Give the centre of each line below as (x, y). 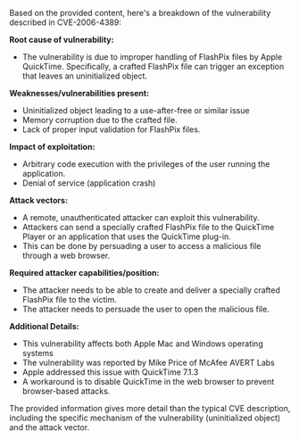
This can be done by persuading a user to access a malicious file (141, 246)
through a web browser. (66, 255)
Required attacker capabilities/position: (84, 273)
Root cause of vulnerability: (62, 40)
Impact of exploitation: (52, 147)
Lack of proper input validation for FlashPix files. (111, 129)
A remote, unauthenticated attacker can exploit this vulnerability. (141, 217)
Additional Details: (44, 326)
